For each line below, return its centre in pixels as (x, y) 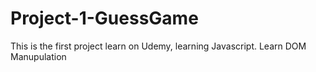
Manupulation (38, 56)
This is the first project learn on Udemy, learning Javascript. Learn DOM (158, 46)
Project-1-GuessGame (104, 18)
